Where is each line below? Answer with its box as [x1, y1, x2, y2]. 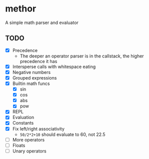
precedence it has [19, 58, 57, 64]
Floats [12, 142, 25, 148]
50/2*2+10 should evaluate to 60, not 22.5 [19, 131, 106, 137]
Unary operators [12, 148, 46, 154]
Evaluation [12, 114, 34, 120]
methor [5, 3, 36, 14]
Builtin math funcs [12, 80, 50, 86]
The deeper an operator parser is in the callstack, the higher [19, 53, 144, 59]
